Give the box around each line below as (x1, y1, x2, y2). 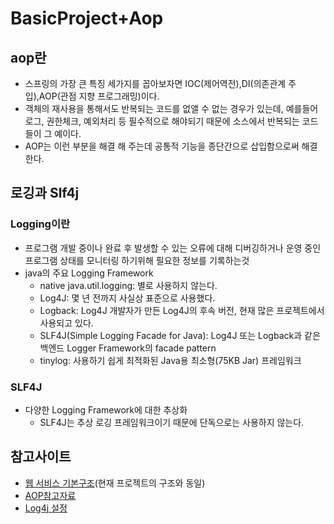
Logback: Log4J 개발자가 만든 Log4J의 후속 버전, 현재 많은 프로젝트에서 (39, 304, 325, 316)
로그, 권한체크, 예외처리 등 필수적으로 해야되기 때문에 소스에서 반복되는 (24, 115, 300, 127)
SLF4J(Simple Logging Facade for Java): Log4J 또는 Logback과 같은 (39, 329, 321, 341)
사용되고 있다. (39, 317, 94, 329)
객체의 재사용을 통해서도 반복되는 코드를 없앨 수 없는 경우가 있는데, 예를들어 (24, 103, 319, 114)
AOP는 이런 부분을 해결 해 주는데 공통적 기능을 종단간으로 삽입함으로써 (24, 140, 300, 152)
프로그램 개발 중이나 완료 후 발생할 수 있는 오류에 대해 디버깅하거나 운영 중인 (24, 242, 322, 254)
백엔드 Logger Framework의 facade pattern (39, 342, 217, 354)
